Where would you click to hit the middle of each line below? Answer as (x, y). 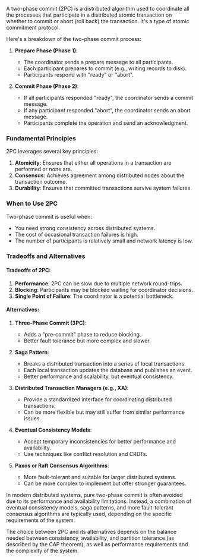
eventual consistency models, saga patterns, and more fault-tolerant (90, 507)
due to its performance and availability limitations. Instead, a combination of (99, 501)
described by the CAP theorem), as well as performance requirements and (97, 544)
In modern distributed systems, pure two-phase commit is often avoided (94, 495)
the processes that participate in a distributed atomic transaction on (89, 15)
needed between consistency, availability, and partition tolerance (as (90, 538)
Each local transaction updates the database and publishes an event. (108, 370)
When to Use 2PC (32, 203)
